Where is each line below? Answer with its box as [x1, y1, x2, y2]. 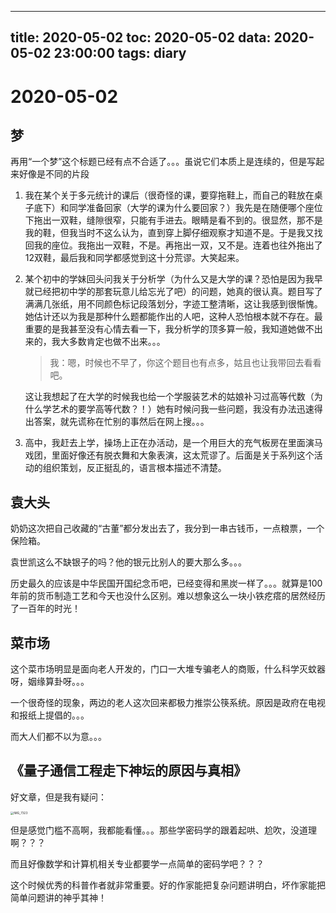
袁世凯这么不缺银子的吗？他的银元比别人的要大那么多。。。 [10, 556, 247, 568]
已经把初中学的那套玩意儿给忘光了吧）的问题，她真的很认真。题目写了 [33, 286, 323, 298]
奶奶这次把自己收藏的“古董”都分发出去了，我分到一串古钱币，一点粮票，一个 [10, 522, 325, 535]
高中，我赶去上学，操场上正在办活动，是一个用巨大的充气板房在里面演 [24, 437, 315, 449]
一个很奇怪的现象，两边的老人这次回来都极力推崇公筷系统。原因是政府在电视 [10, 697, 326, 709]
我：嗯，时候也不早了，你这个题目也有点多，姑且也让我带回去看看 [49, 357, 322, 369]
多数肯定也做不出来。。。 [68, 336, 166, 348]
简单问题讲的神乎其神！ [10, 892, 107, 904]
